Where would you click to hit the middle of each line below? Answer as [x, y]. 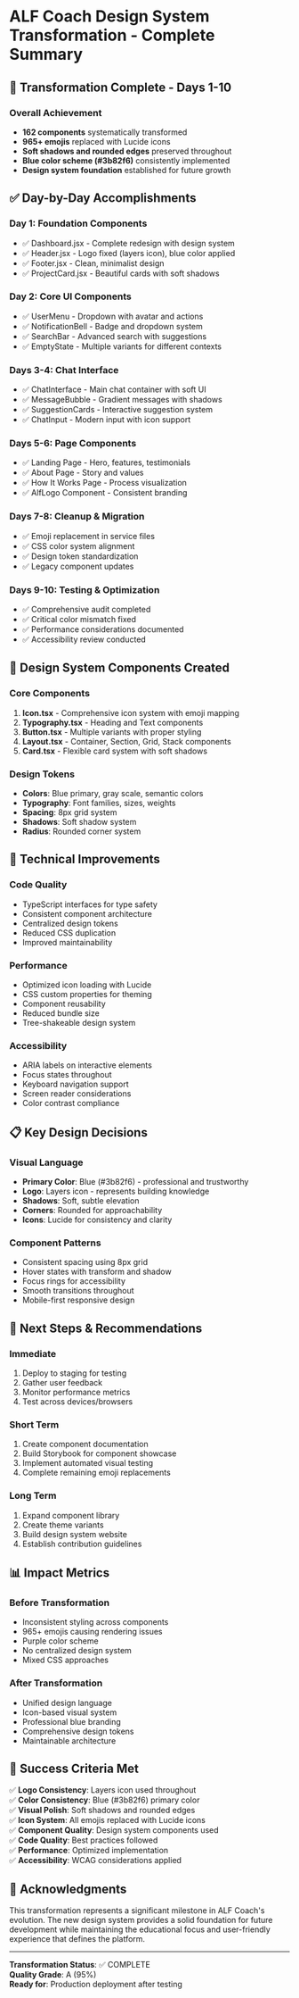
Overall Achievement [56, 112]
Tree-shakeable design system [79, 1023]
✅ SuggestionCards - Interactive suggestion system [117, 410]
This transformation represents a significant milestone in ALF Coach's [137, 1911]
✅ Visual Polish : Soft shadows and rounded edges [102, 1811]
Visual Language [46, 1162]
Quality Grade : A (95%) [53, 1975]
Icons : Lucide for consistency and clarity [97, 1220]
